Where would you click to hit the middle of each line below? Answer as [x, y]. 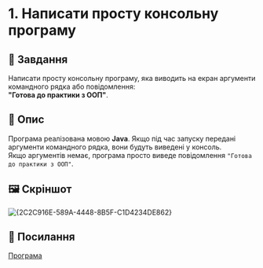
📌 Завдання [38, 59]
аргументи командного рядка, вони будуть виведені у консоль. [115, 147]
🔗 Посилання [42, 237]
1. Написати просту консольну [113, 14]
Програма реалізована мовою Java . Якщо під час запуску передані [122, 138]
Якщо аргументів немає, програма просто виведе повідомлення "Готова [130, 155]
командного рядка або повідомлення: [72, 86]
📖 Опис [26, 120]
